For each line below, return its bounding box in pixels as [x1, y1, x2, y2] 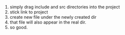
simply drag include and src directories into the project [9, 4, 120, 10]
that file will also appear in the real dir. [9, 19, 86, 25]
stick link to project [9, 9, 48, 15]
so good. [9, 24, 28, 30]
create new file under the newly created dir [9, 14, 97, 20]
